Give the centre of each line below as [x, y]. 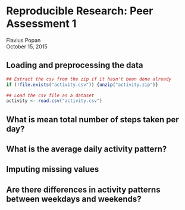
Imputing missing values [53, 169]
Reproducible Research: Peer [80, 11]
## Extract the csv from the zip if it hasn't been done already [89, 79]
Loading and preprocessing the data [75, 65]
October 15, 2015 [27, 47]
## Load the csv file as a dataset [50, 95]
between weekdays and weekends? [74, 199]
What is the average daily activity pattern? [87, 149]
